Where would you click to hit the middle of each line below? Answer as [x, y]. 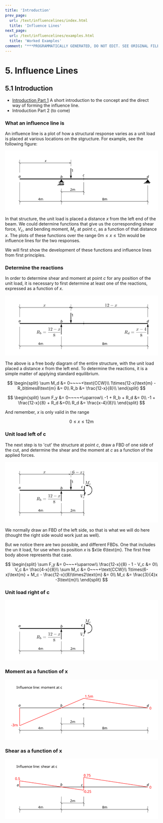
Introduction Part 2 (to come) [41, 110]
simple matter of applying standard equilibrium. [52, 374]
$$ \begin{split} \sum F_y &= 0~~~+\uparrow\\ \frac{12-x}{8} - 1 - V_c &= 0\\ [81, 564]
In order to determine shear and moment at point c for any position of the [78, 278]
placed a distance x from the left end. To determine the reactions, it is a [76, 369]
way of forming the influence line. [46, 105]
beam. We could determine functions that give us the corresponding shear [80, 224]
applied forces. [20, 455]
